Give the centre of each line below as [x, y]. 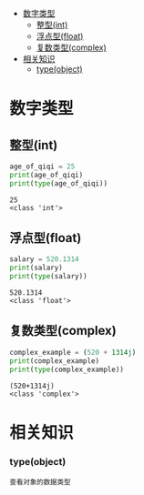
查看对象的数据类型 [40, 482]
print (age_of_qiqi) [46, 175]
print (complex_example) [55, 361]
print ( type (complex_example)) [67, 369]
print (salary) [36, 268]
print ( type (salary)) [49, 277]
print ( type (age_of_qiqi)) [58, 183]
